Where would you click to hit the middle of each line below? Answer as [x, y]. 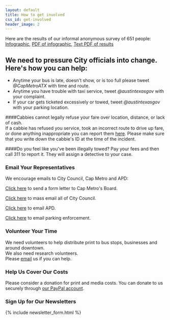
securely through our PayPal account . [45, 288]
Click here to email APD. [31, 208]
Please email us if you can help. [38, 258]
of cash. [14, 123]
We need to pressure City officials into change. [81, 60]
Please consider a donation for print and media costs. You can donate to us [84, 283]
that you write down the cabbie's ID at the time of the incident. [71, 139]
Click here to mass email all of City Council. [51, 198]
